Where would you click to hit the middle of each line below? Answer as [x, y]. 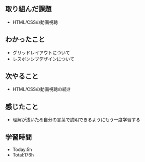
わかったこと [25, 39]
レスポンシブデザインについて [43, 59]
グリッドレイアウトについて [41, 52]
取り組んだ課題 [28, 9]
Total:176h [23, 155]
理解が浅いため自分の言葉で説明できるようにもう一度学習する [77, 120]
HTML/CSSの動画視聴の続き [42, 89]
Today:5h [22, 149]
